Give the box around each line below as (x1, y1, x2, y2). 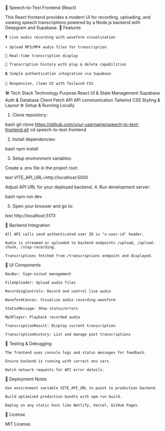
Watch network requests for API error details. (5, 367, 105, 372)
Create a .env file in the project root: (5, 165, 78, 171)
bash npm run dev (5, 194, 42, 199)
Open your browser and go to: (12, 203, 74, 209)
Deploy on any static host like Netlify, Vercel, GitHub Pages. (5, 403, 140, 408)
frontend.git (5, 127, 29, 133)
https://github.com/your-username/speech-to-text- (34, 121, 139, 127)
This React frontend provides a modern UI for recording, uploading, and (5, 14, 151, 20)
